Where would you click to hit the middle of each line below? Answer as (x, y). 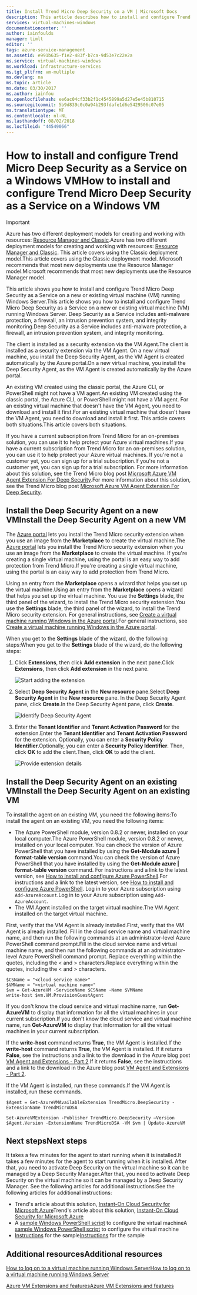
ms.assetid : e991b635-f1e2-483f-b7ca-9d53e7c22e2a (69, 55)
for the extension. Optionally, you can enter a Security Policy (89, 739)
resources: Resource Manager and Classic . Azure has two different (87, 240)
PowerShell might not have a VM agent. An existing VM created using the (94, 393)
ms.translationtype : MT (35, 110)
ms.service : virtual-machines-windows (54, 61)
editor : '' (19, 45)
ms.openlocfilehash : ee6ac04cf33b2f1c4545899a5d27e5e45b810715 (85, 99)
